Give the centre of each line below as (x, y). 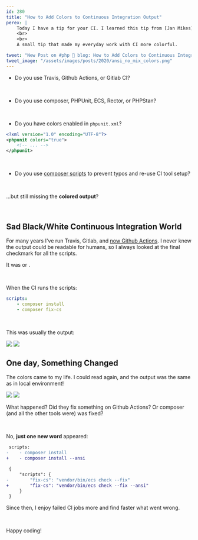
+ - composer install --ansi (46, 458)
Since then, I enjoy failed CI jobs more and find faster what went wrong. (93, 508)
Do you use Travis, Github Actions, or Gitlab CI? (72, 77)
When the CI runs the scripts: (42, 287)
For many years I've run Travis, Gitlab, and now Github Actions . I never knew (99, 241)
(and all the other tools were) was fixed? (55, 413)
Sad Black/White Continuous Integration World (94, 226)
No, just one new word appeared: (47, 436)
